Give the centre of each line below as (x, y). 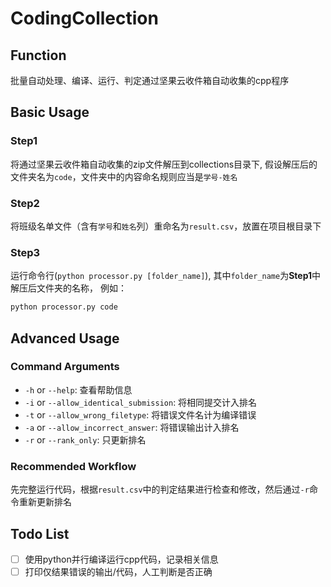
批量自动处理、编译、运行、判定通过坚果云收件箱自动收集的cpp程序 (150, 80)
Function (38, 55)
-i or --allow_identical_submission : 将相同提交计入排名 (141, 402)
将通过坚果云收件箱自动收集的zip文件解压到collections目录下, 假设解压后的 (164, 164)
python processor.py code (64, 307)
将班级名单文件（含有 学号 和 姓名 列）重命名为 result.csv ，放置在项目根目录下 (166, 226)
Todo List (40, 533)
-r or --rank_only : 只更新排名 (85, 439)
